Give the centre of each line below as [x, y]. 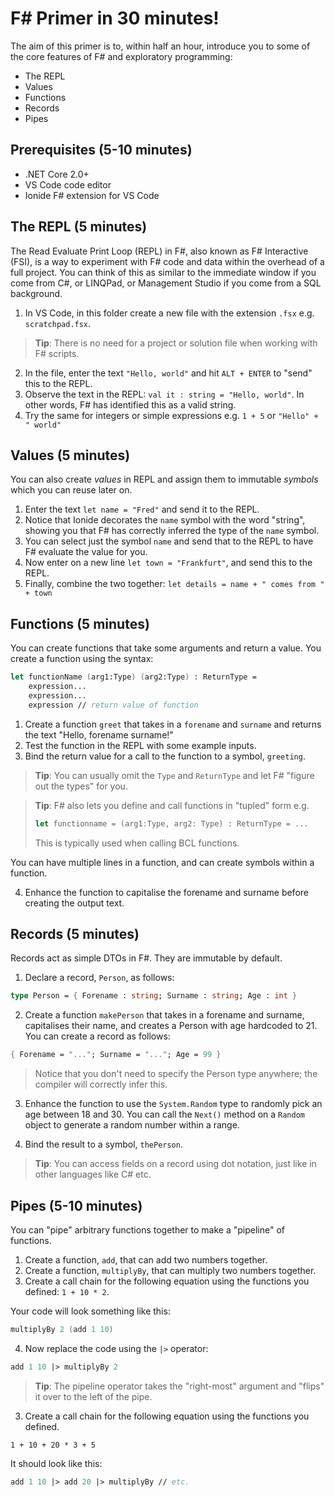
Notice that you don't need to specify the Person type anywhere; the [176, 1074]
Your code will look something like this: [90, 1311]
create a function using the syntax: [82, 659]
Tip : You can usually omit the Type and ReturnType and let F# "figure [174, 775]
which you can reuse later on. [71, 490]
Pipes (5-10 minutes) [76, 1205]
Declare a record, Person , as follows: [99, 978]
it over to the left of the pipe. [93, 1396]
